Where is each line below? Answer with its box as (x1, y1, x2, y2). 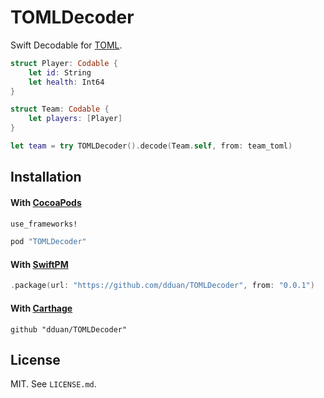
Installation (10, 169, 82, 186)
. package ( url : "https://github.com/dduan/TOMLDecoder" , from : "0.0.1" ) (10, 281, 315, 291)
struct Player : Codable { (10, 58, 118, 68)
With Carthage (10, 302, 73, 314)
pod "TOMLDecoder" (10, 237, 87, 247)
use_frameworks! (10, 219, 78, 229)
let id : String (28, 67, 92, 78)
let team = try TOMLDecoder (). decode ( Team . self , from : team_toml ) (10, 141, 293, 151)
